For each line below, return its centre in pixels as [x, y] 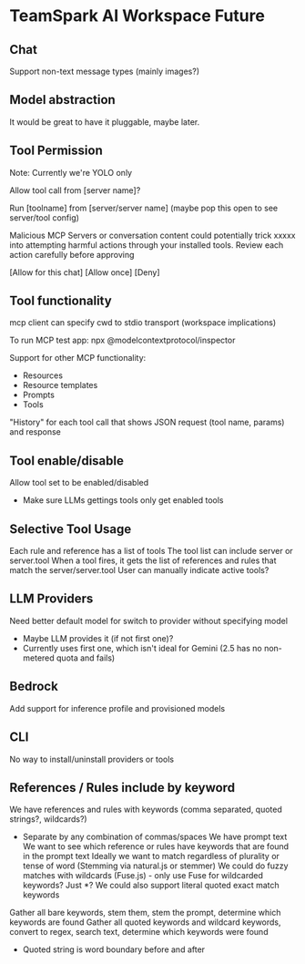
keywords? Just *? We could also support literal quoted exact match [151, 886]
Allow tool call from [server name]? [75, 190]
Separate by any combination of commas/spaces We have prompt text [155, 837]
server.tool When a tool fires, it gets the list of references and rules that [143, 560]
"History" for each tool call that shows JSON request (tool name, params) [147, 422]
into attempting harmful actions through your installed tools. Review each [147, 245]
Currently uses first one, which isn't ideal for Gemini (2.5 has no [142, 648]
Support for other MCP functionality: [78, 358]
